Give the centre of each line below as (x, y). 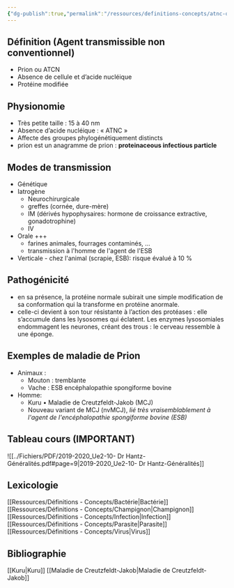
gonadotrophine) (52, 221)
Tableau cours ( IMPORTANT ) (71, 439)
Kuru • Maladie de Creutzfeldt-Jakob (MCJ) (91, 402)
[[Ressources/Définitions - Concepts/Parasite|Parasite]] (87, 525)
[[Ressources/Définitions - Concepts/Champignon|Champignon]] (101, 509)
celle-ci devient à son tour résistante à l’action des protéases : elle (112, 312)
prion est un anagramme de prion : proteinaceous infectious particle (117, 145)
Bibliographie (37, 553)
